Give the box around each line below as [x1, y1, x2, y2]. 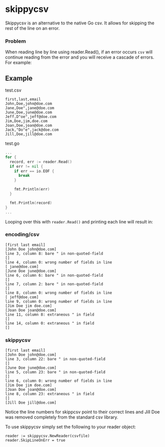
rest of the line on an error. [5, 25, 60, 31]
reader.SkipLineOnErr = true [5, 438, 66, 443]
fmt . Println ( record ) [9, 200, 52, 205]
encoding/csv [5, 231, 40, 238]
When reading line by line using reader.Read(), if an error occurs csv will [5, 49, 153, 55]
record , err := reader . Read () [9, 159, 72, 164]
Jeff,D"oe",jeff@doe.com [5, 114, 57, 119]
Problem [5, 37, 26, 44]
